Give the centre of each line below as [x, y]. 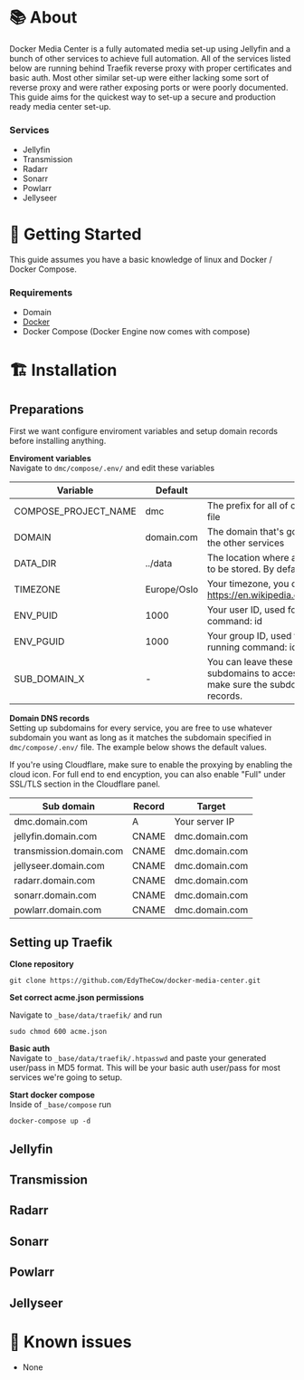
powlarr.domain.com [58, 910]
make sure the [237, 685]
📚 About [43, 18]
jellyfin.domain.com [56, 836]
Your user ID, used [246, 610]
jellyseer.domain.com [60, 866]
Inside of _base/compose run [60, 1105]
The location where [248, 558]
